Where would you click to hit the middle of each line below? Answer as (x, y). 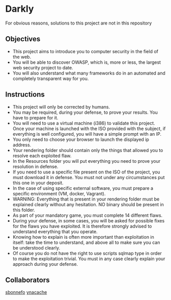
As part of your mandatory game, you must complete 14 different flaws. (88, 215)
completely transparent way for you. (51, 78)
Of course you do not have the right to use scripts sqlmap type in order (87, 253)
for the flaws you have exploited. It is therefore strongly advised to (82, 226)
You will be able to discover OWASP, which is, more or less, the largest (87, 62)
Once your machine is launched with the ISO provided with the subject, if (89, 129)
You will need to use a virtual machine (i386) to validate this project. (84, 123)
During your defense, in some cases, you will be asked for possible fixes (89, 220)
